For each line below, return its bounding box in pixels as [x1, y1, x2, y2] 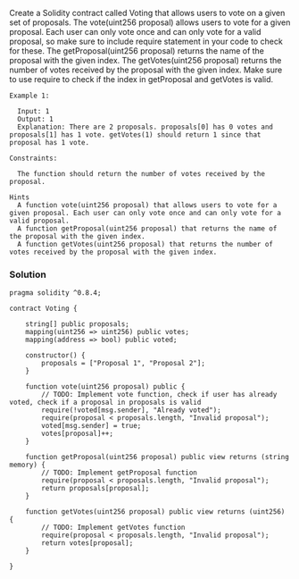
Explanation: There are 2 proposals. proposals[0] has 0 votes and [17, 122, 274, 131]
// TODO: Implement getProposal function [41, 468, 198, 477]
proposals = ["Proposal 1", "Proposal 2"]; [41, 359, 205, 368]
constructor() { [25, 351, 87, 360]
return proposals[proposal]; [41, 484, 150, 493]
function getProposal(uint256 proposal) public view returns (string [25, 453, 290, 462]
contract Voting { [9, 304, 78, 314]
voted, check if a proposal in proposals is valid [9, 398, 202, 407]
